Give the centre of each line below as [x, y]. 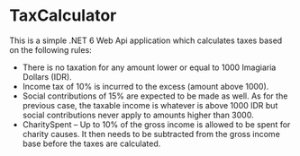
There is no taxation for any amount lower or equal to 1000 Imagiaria [149, 67]
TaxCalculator [63, 16]
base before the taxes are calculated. [91, 143]
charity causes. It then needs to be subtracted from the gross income [151, 134]
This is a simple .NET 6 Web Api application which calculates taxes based [146, 40]
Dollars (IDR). [47, 76]
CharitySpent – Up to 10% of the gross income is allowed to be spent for [156, 124]
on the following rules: [50, 49]
